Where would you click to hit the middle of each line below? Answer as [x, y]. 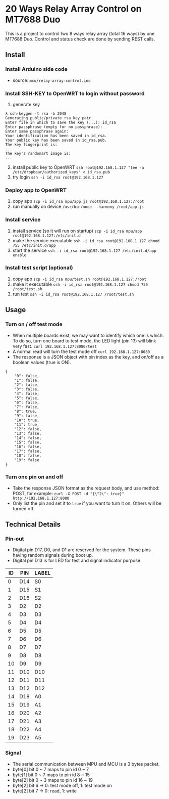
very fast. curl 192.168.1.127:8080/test [55, 346]
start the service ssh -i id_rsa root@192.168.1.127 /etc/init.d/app [84, 250]
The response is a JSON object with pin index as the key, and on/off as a [88, 357]
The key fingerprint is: [31, 145]
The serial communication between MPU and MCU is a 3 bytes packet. [86, 764]
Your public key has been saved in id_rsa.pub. [56, 140]
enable [19, 255]
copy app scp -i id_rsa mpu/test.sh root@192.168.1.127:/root [79, 279]
